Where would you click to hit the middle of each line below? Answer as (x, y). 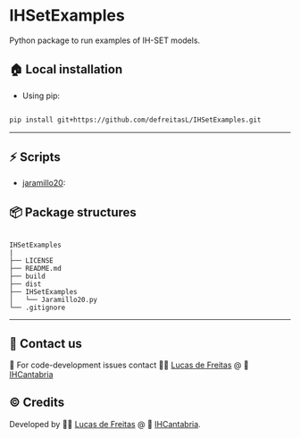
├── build (28, 277)
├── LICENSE (31, 261)
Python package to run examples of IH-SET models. (105, 40)
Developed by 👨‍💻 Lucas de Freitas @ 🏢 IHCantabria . (105, 424)
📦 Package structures (73, 212)
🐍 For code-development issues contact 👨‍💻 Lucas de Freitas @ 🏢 (129, 365)
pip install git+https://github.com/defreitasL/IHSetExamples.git (135, 120)
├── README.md (36, 269)
